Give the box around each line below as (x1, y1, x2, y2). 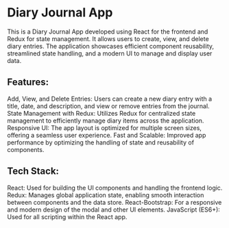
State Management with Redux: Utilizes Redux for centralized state (7, 109, 196, 117)
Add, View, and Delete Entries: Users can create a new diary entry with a (7, 94, 213, 103)
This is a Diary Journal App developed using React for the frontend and (7, 27, 208, 36)
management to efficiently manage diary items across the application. (7, 116, 204, 125)
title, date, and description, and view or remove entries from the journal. (7, 101, 210, 110)
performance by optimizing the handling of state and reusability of (7, 138, 194, 147)
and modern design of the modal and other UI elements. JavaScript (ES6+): (7, 205, 221, 214)
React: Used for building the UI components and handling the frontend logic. (7, 183, 223, 192)
